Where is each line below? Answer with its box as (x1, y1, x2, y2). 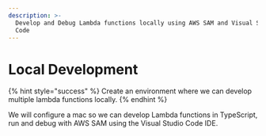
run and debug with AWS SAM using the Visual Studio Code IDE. (8, 119, 218, 128)
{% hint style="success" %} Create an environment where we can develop (8, 86, 252, 96)
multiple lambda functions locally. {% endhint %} (8, 95, 168, 104)
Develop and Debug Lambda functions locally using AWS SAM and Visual (15, 19, 253, 27)
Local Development (8, 60, 139, 78)
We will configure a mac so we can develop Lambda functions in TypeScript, (8, 110, 258, 119)
